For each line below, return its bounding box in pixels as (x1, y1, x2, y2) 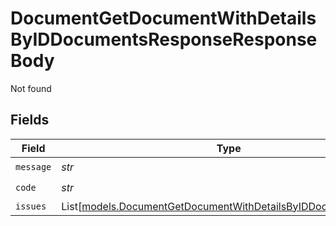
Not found (10, 82, 52, 94)
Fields (10, 112, 50, 129)
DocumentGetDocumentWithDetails (10, 7, 317, 30)
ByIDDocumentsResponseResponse (10, 28, 318, 51)
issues (15, 200, 47, 212)
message (15, 162, 52, 173)
